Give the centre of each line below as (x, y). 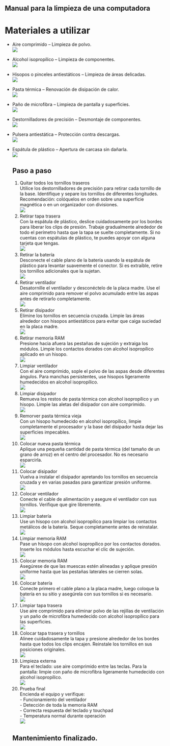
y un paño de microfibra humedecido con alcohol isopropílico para (90, 616)
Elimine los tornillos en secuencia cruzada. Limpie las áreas (82, 316)
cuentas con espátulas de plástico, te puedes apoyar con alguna (88, 238)
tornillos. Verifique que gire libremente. (61, 504)
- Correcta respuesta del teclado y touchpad (66, 711)
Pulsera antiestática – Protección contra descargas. (66, 134)
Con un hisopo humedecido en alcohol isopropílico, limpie (80, 421)
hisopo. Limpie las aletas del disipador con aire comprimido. (83, 404)
